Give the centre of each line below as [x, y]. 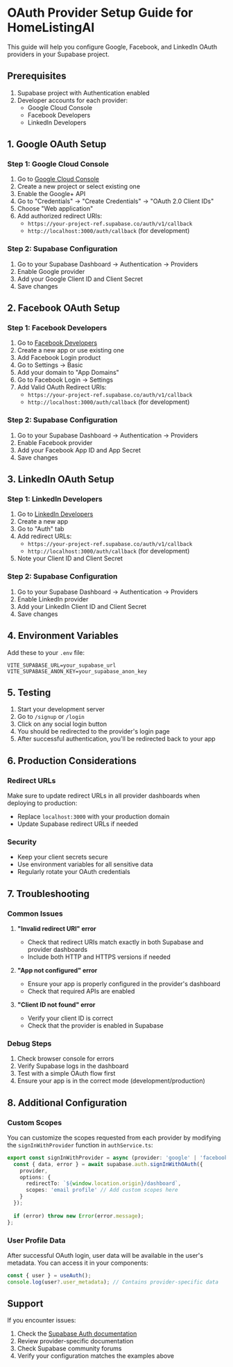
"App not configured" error [57, 970]
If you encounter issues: [42, 1320]
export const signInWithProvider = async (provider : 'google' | [102, 1158]
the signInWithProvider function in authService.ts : [80, 1144]
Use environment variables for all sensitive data [85, 864]
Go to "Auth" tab [41, 529]
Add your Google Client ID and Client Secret [80, 279]
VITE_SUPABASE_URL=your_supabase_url [62, 665]
